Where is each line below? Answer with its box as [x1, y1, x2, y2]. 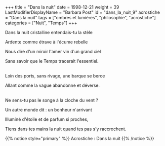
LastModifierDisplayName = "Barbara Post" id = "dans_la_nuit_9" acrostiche [5, 9, 160, 15]
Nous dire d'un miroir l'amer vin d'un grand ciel [5, 49, 101, 54]
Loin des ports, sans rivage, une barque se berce [5, 73, 105, 78]
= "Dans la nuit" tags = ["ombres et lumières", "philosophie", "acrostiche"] [5, 15, 156, 20]
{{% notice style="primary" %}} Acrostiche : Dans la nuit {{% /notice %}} [5, 136, 154, 141]
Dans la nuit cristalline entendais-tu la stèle [5, 30, 93, 35]
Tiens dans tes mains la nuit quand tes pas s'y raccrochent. [5, 126, 126, 132]
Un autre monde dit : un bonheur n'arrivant [5, 107, 92, 112]
